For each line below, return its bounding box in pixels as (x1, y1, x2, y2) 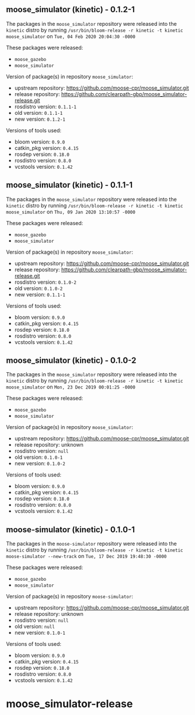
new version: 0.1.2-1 (14, 115, 65, 122)
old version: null (14, 623, 55, 630)
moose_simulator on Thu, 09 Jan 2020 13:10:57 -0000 (6, 208, 135, 215)
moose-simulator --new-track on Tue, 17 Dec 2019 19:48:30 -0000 (6, 553, 167, 560)
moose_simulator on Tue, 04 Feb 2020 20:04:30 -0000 (6, 32, 135, 40)
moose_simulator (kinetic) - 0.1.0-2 (6, 356, 137, 366)
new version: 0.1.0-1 (14, 629, 65, 636)
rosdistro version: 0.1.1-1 (14, 103, 77, 110)
